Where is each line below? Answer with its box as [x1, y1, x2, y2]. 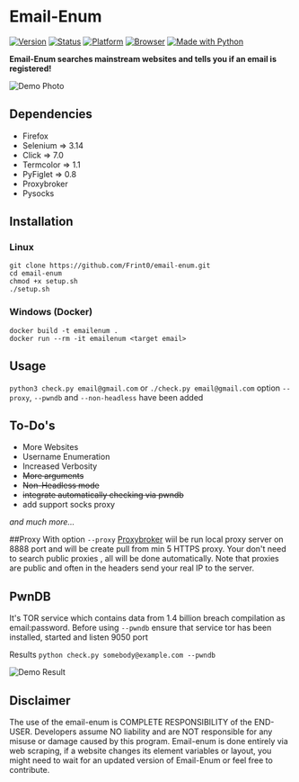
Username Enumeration [22, 452, 110, 463]
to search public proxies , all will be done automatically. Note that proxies [9, 553, 280, 564]
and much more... [9, 517, 75, 527]
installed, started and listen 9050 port [9, 632, 148, 643]
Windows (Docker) [9, 306, 92, 319]
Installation [9, 214, 74, 229]
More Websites [22, 442, 79, 453]
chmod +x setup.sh [9, 277, 78, 286]
